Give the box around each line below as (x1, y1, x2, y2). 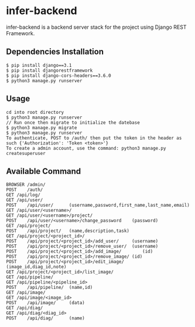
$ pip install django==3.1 (6, 62, 72, 68)
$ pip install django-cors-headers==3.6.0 (6, 72, 111, 79)
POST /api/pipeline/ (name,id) (6, 285, 93, 291)
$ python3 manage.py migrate (6, 124, 77, 130)
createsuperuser (6, 150, 46, 156)
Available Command (6, 166, 81, 176)
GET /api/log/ (6, 192, 41, 198)
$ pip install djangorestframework (6, 68, 93, 73)
